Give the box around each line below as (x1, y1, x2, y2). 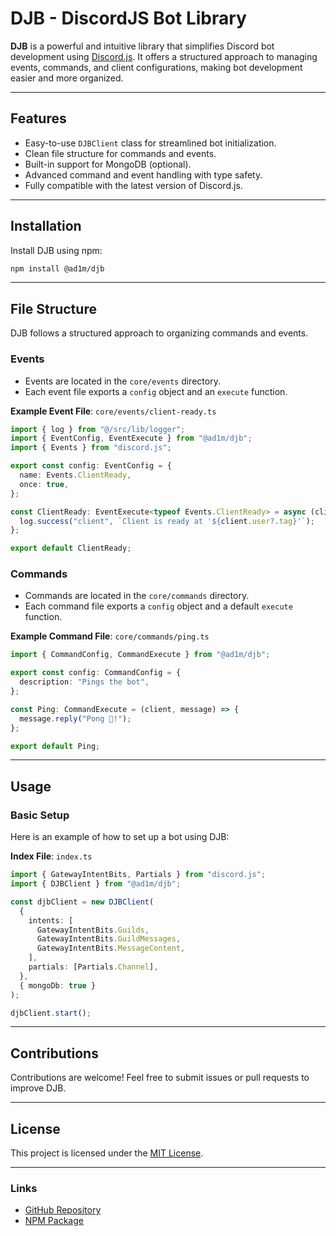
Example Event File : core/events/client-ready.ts (10, 405, 217, 417)
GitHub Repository (24, 1204, 102, 1216)
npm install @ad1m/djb (10, 263, 105, 274)
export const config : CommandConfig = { (10, 668, 182, 678)
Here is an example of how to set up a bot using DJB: (10, 831, 230, 843)
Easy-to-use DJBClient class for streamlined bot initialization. (24, 137, 277, 149)
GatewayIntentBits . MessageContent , (36, 943, 186, 954)
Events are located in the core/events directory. (24, 375, 221, 387)
